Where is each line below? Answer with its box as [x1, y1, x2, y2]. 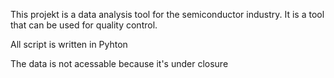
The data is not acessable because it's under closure [10, 58, 229, 69]
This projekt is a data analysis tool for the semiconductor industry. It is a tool [10, 9, 325, 20]
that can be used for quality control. [10, 19, 158, 31]
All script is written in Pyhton [10, 39, 128, 50]
